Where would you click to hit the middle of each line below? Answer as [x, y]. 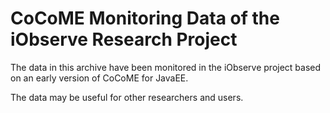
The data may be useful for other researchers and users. [127, 97]
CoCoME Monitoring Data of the [145, 18]
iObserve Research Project [124, 39]
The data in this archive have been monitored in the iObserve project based [166, 67]
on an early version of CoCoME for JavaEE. [99, 78]
